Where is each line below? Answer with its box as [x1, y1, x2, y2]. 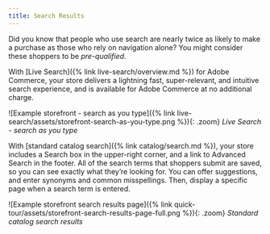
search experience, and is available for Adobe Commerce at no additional [8, 84, 252, 94]
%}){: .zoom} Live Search [177, 116, 262, 126]
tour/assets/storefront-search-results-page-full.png [8, 207, 181, 218]
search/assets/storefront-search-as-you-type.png [8, 116, 176, 126]
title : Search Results [8, 11, 85, 20]
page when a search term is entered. [8, 183, 131, 194]
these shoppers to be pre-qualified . [8, 51, 127, 61]
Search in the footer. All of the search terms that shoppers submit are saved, [8, 158, 262, 168]
